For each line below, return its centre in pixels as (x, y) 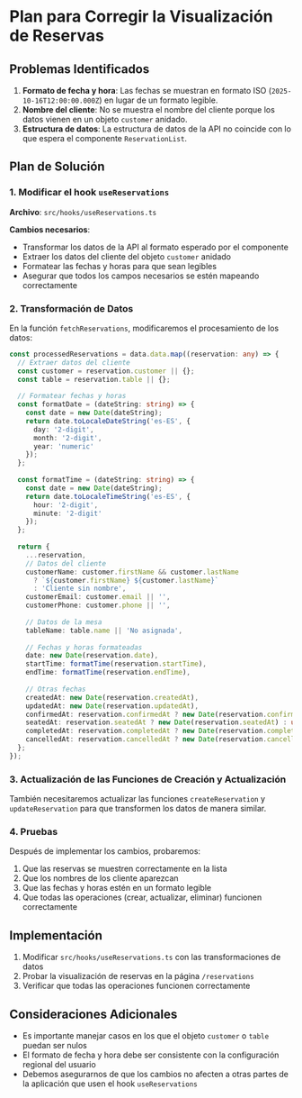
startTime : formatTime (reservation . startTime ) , (116, 664)
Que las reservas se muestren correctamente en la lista (124, 869)
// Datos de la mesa (64, 622)
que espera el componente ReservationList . (104, 138)
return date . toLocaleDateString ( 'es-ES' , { (108, 421)
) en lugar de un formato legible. (158, 100)
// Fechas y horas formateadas (84, 647)
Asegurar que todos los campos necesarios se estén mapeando (141, 276)
